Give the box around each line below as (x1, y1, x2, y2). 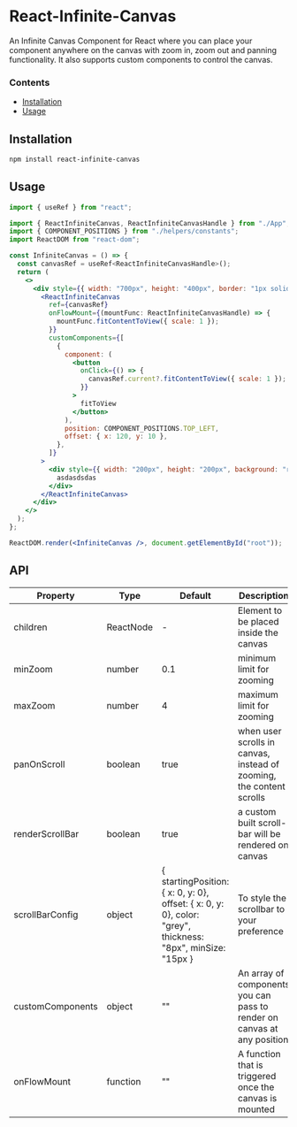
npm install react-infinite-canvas (9, 155, 141, 165)
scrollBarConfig (13, 908, 79, 921)
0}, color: (161, 908, 200, 921)
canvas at (237, 1022, 278, 1034)
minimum (237, 652, 277, 664)
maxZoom (13, 699, 56, 711)
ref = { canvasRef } (48, 301, 109, 310)
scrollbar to (237, 902, 286, 915)
